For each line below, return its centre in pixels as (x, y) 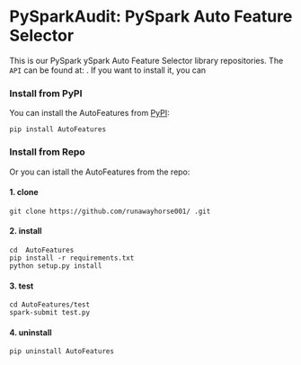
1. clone (24, 192)
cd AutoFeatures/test (50, 305)
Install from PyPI (46, 93)
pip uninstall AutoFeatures (62, 352)
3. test (22, 286)
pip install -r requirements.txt (72, 258)
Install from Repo (47, 152)
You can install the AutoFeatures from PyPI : (89, 113)
